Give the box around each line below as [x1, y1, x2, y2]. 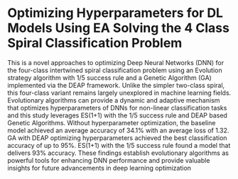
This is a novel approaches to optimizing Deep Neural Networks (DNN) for [7, 58, 225, 67]
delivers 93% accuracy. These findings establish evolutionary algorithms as [7, 149, 229, 157]
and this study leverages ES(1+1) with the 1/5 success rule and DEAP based [7, 111, 227, 120]
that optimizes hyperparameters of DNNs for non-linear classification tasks [7, 103, 227, 112]
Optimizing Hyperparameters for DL [7, 5, 224, 21]
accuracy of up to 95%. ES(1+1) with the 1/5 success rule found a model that [7, 141, 231, 149]
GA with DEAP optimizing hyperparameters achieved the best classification [7, 133, 227, 142]
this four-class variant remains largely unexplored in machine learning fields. [7, 88, 232, 97]
